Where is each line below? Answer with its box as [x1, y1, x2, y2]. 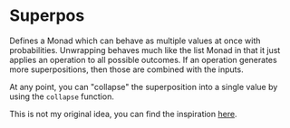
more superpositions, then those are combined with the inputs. [9, 64, 244, 75]
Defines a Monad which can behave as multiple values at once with [9, 35, 261, 46]
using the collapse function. [9, 91, 115, 102]
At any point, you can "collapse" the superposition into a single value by [9, 81, 278, 92]
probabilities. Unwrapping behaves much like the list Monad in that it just [9, 44, 281, 55]
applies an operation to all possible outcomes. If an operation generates [9, 54, 278, 65]
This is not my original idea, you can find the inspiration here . [9, 108, 237, 119]
